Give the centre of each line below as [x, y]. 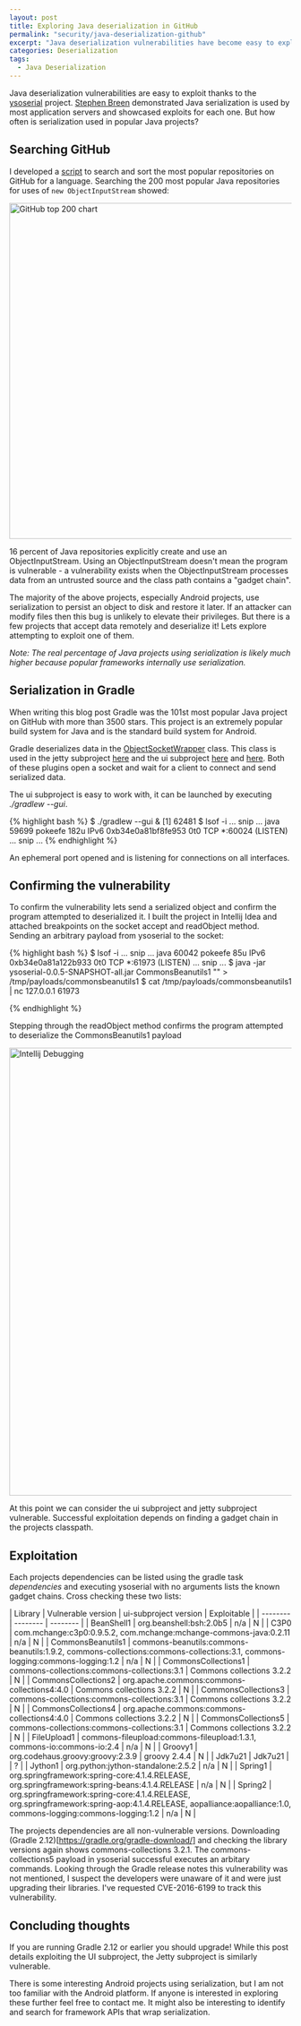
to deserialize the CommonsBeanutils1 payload [95, 1035]
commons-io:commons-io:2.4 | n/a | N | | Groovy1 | [104, 1747]
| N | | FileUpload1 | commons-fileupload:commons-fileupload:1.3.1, [133, 1738]
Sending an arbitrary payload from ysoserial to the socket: [116, 936]
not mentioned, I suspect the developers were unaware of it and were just [146, 1878]
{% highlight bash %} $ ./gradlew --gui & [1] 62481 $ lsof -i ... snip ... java [145, 821]
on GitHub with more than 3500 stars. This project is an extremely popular [146, 721]
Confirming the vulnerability [90, 885]
